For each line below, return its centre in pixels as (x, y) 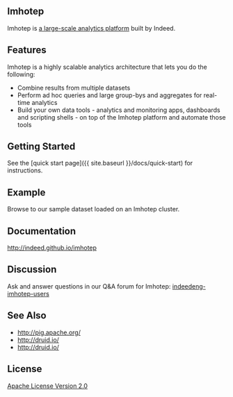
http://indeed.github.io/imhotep (52, 248)
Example (26, 192)
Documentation (42, 231)
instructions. (25, 170)
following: (21, 74)
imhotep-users (29, 293)
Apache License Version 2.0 (48, 386)
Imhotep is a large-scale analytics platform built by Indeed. (91, 28)
